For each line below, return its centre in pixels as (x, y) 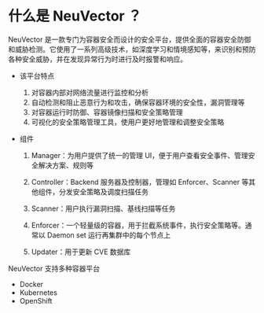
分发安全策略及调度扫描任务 (104, 191)
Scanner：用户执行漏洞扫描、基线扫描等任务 (103, 208)
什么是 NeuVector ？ (75, 16)
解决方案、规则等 (66, 165)
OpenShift (36, 300)
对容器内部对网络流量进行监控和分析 (90, 92)
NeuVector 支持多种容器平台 (54, 268)
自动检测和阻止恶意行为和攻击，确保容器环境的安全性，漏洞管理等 (138, 102)
